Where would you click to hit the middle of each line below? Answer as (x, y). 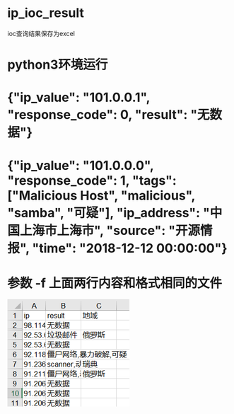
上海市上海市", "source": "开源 (110, 230)
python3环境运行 (58, 65)
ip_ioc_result (46, 13)
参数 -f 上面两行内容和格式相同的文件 (115, 283)
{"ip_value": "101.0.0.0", (81, 165)
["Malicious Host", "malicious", (101, 195)
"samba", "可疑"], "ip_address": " (109, 213)
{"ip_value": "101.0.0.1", (79, 98)
